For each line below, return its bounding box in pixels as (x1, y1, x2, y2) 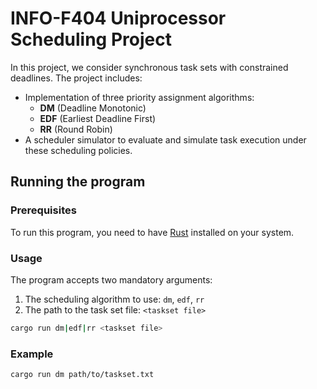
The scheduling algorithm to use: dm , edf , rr (24, 293, 205, 305)
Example (10, 347, 54, 361)
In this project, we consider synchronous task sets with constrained (10, 61, 289, 73)
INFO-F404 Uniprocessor (10, 7, 227, 30)
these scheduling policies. (24, 144, 133, 156)
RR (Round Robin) (39, 123, 113, 135)
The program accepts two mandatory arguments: (10, 273, 213, 286)
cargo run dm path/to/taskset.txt (10, 370, 155, 380)
